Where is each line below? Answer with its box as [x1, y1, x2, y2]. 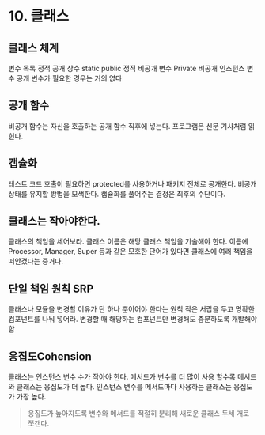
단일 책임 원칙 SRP [8, 282, 93, 295]
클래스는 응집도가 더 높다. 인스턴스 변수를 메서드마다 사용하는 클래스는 [16, 382, 232, 391]
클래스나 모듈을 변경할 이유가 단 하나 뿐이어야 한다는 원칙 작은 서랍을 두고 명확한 [8, 304, 256, 314]
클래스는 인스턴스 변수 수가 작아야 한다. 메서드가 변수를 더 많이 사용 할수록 [8, 373, 236, 382]
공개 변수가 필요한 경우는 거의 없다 [16, 74, 123, 83]
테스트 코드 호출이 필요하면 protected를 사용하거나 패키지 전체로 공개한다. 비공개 [8, 179, 257, 188]
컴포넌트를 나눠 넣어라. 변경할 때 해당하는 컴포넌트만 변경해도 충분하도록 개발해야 [8, 314, 258, 324]
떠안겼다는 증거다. [8, 256, 64, 266]
